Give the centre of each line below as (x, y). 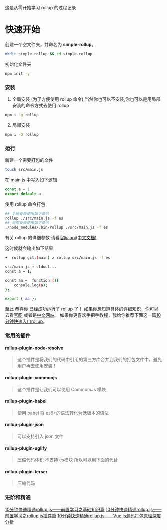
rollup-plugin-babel (26, 401)
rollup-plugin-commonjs (31, 378)
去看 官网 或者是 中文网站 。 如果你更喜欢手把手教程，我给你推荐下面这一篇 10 (83, 315)
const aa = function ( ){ (32, 280)
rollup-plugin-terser (26, 471)
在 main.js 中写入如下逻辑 (31, 180)
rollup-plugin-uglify (26, 448)
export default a (23, 194)
